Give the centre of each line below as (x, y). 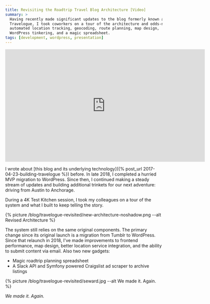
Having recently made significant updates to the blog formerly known (85, 19)
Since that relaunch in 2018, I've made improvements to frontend (72, 240)
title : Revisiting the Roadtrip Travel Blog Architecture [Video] (76, 10)
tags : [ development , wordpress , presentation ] (54, 38)
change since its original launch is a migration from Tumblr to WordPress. (80, 235)
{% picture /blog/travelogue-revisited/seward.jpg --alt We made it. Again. (81, 281)
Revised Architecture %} (30, 220)
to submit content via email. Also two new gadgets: (58, 251)
